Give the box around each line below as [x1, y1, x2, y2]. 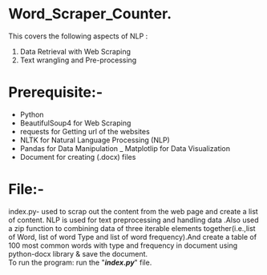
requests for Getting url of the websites [19, 126, 150, 136]
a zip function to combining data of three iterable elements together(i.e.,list [8, 223, 256, 233]
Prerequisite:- [8, 83, 103, 102]
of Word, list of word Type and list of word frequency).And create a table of [8, 232, 257, 241]
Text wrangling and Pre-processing [19, 55, 137, 65]
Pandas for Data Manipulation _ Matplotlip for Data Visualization [19, 143, 231, 153]
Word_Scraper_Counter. [8, 5, 172, 23]
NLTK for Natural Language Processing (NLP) [19, 135, 170, 145]
